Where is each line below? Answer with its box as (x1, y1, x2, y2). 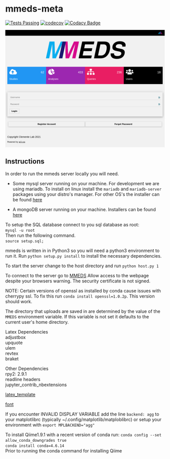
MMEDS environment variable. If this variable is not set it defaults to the (5, 313, 149, 319)
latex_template (5, 391, 35, 397)
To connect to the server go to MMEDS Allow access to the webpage (5, 272, 149, 278)
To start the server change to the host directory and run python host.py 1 (5, 263, 159, 269)
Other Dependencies (5, 365, 49, 371)
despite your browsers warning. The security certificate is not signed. (5, 278, 151, 284)
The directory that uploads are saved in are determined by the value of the (5, 308, 160, 314)
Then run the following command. (5, 232, 76, 238)
